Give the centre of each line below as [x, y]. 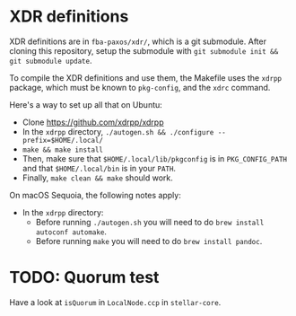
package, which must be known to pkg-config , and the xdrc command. [140, 87]
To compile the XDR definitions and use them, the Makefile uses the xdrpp [146, 77]
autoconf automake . [71, 232]
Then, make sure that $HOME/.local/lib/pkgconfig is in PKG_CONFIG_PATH [154, 158]
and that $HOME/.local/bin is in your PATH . [99, 168]
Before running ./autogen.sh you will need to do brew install [150, 222]
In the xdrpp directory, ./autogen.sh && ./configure [118, 131]
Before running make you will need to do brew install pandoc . [149, 241]
